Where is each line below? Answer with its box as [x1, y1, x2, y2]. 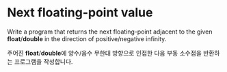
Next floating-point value [7, 5, 153, 21]
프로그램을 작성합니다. [14, 57, 73, 66]
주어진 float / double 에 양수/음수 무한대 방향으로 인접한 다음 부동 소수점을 [7, 49, 202, 57]
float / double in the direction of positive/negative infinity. [7, 34, 167, 43]
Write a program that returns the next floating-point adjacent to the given [7, 27, 213, 36]
